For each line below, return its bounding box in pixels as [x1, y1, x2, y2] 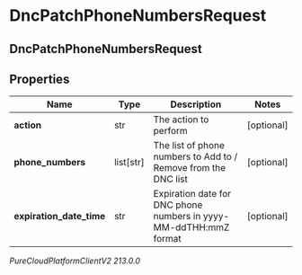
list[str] [113, 156, 146, 169]
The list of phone [153, 139, 225, 152]
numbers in [153, 210, 201, 223]
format [153, 233, 182, 245]
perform [153, 125, 189, 137]
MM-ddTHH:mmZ [153, 221, 230, 234]
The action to [153, 113, 209, 126]
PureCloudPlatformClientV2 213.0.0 [9, 255, 141, 266]
